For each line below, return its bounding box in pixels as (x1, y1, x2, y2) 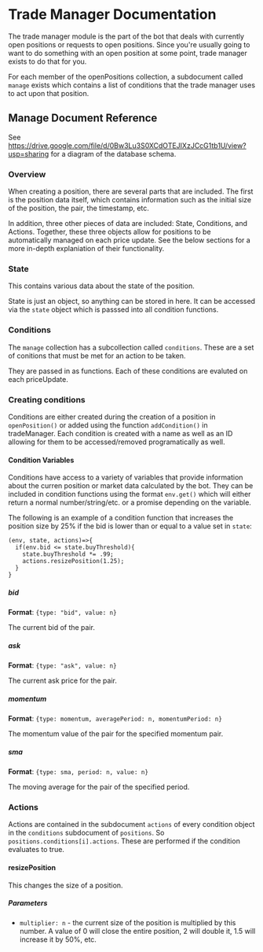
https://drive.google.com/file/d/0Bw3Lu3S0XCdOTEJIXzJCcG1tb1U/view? (8, 140, 247, 150)
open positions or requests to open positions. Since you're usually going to (8, 39, 250, 49)
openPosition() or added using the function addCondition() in (8, 420, 208, 430)
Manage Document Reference (8, 112, 158, 125)
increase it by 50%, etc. (19, 935, 97, 944)
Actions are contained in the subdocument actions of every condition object (8, 820, 255, 829)
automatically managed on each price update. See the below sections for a (8, 235, 251, 245)
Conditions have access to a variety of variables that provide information (8, 472, 243, 482)
